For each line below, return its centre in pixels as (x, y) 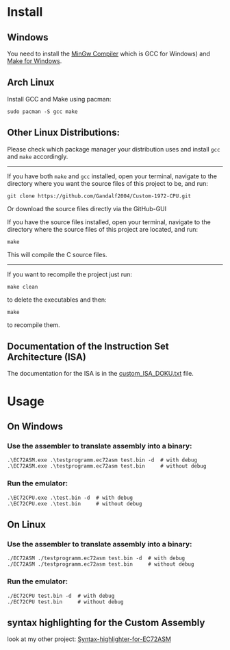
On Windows (35, 427)
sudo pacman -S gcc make (42, 111)
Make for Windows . (35, 61)
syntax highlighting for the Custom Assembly (106, 622)
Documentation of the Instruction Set (88, 347)
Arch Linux (31, 83)
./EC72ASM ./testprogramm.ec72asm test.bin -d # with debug (96, 558)
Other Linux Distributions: (63, 133)
